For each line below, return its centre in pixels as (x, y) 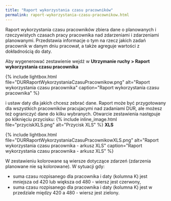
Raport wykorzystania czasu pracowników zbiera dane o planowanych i (81, 29)
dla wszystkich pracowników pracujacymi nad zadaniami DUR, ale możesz (84, 108)
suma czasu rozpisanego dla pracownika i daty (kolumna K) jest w (82, 187)
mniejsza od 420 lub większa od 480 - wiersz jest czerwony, (77, 182)
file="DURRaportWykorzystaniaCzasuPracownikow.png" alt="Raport (78, 82)
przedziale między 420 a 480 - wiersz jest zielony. (66, 192)
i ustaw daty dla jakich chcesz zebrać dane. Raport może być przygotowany (86, 103)
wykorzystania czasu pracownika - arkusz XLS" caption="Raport (74, 145)
